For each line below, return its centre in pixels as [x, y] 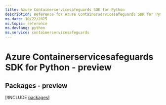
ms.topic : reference [26, 23]
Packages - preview [36, 86]
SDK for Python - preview [59, 68]
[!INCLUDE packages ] [27, 97]
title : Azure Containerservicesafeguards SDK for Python [65, 10]
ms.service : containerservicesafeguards [47, 33]
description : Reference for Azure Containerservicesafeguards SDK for [79, 14]
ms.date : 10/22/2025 [26, 19]
